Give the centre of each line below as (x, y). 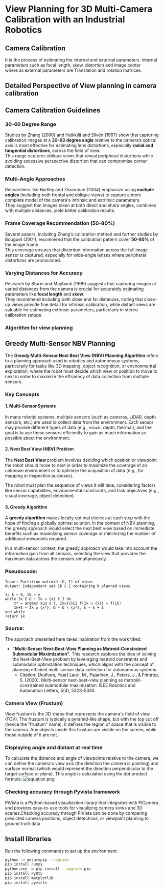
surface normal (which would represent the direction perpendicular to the (79, 769)
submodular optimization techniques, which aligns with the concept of (83, 664)
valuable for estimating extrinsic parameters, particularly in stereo (71, 310)
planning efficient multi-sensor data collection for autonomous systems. (85, 669)
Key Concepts (22, 394)
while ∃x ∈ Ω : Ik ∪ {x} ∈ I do (38, 599)
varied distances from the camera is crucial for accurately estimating (74, 289)
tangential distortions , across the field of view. (53, 150)
